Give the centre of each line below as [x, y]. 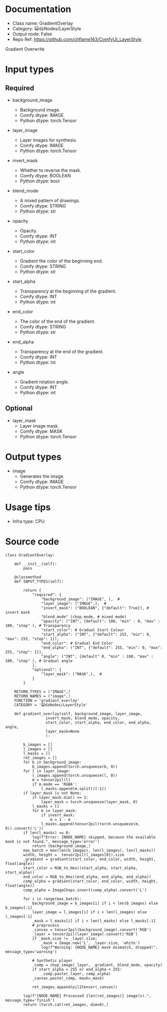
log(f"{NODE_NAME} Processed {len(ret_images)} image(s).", [87, 996]
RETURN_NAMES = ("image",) [42, 696]
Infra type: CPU [29, 521]
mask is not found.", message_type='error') [52, 841]
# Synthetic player [52, 961]
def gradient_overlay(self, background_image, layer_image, [78, 714]
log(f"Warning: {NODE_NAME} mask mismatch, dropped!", [99, 947]
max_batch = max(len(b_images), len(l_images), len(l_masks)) [90, 850]
